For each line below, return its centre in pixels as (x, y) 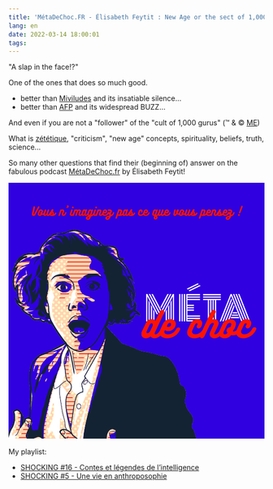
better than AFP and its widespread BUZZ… (93, 107)
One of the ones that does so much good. (78, 83)
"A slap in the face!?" (43, 67)
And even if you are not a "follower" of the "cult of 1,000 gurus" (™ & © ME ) (134, 123)
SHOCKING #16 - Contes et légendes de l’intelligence (110, 468)
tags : (17, 43)
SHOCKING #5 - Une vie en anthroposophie (93, 476)
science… (25, 147)
